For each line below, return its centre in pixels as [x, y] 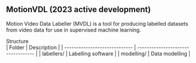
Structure [18, 41]
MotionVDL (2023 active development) [78, 10]
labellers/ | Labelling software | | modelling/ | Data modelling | [116, 53]
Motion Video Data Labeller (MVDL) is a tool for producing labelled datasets [97, 23]
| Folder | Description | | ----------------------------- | [71, 47]
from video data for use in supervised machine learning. [74, 30]
